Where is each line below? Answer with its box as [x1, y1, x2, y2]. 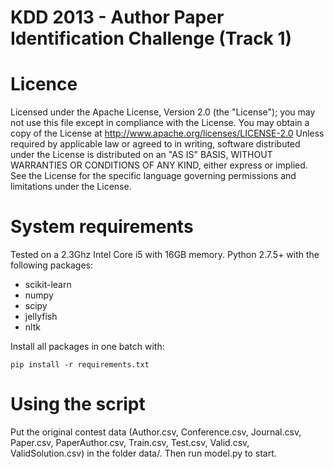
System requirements [10, 216, 194, 238]
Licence [10, 73, 78, 96]
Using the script [10, 393, 146, 416]
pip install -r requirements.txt [10, 360, 150, 370]
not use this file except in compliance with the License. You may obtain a [10, 117, 310, 129]
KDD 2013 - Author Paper [10, 6, 225, 29]
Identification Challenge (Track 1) [10, 27, 293, 50]
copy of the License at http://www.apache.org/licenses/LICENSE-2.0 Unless [10, 127, 325, 140]
